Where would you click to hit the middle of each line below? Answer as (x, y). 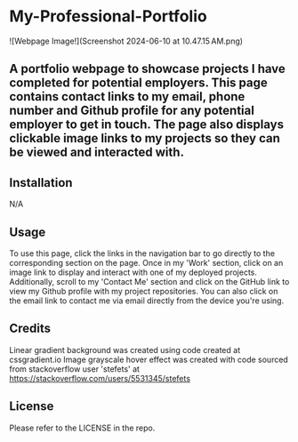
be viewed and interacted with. (97, 153)
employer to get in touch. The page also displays (147, 125)
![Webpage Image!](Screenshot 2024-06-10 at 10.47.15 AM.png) (126, 41)
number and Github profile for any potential (132, 111)
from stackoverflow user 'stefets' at (75, 369)
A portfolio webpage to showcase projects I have (148, 69)
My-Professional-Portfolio (108, 16)
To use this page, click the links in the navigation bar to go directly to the (142, 253)
